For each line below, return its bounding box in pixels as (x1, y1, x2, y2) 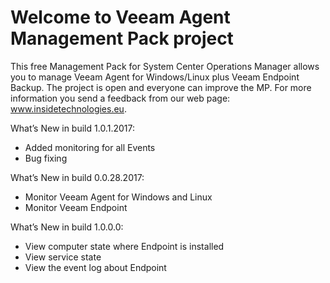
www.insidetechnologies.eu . (10, 102, 127, 115)
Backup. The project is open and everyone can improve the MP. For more (10, 81, 312, 93)
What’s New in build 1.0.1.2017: (10, 122, 135, 134)
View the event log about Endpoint (24, 261, 167, 273)
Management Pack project (10, 27, 234, 50)
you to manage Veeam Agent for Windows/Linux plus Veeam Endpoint (10, 71, 300, 83)
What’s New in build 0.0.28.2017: (10, 171, 145, 183)
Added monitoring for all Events (24, 141, 156, 153)
